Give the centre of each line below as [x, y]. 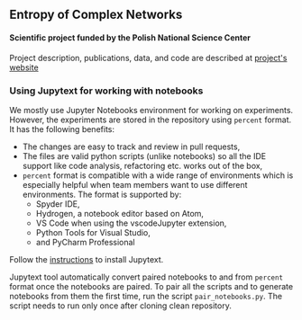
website [24, 67]
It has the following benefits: [62, 129]
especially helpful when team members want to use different [135, 184]
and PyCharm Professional [85, 242]
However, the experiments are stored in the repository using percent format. [151, 120]
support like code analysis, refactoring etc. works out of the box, [142, 165]
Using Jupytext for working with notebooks [106, 91]
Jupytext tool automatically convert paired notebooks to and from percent [146, 277]
